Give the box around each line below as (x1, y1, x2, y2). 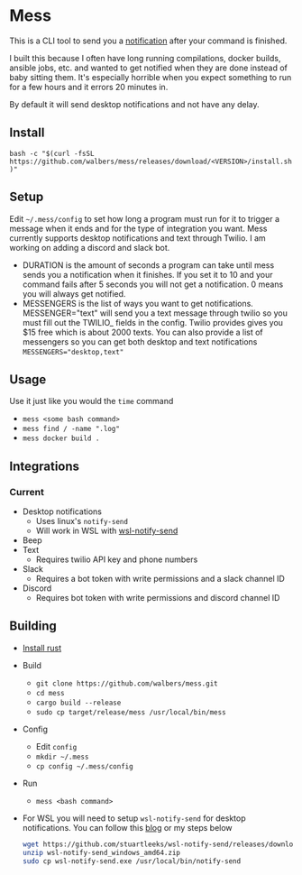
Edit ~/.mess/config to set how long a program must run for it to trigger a (9, 213, 280, 224)
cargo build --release (35, 698, 122, 707)
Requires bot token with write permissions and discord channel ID (35, 593, 280, 603)
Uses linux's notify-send (35, 516, 129, 527)
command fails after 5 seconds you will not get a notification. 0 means (22, 279, 284, 290)
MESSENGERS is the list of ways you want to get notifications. (22, 298, 254, 309)
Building (9, 619, 57, 634)
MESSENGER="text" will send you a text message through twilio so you (22, 308, 288, 318)
